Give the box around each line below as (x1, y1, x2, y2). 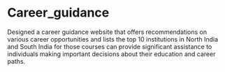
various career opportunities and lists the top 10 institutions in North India (7, 35, 219, 43)
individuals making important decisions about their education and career (7, 50, 216, 58)
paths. (7, 57, 26, 65)
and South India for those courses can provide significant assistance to (7, 42, 212, 51)
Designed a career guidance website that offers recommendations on (7, 28, 208, 36)
